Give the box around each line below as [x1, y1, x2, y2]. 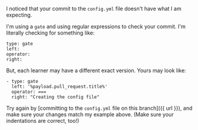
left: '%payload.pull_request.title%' [11, 83, 108, 89]
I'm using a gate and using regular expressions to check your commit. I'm [6, 23, 186, 30]
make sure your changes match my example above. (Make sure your [6, 111, 174, 118]
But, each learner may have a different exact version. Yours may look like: [6, 67, 186, 74]
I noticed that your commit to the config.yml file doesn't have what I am [6, 5, 181, 12]
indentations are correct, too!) [6, 117, 80, 124]
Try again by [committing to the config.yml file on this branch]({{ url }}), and [6, 104, 193, 112]
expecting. [6, 11, 33, 18]
